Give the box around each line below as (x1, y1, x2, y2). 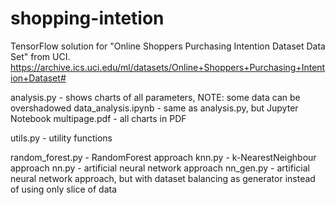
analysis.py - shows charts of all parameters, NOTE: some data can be (10, 91, 301, 103)
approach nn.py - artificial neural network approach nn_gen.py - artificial (10, 162, 310, 174)
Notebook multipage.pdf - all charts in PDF (10, 112, 187, 124)
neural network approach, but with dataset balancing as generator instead (10, 172, 316, 184)
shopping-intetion (10, 7, 165, 30)
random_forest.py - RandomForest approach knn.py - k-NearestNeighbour (10, 151, 317, 163)
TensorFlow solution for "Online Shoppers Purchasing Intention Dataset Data (10, 40, 326, 52)
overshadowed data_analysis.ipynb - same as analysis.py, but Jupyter (10, 102, 299, 114)
